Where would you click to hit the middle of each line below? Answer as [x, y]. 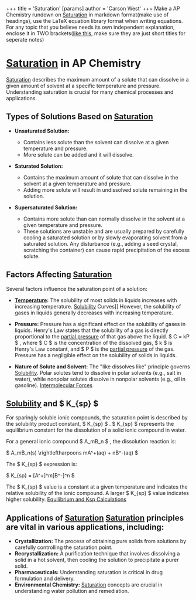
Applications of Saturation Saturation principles [95, 518]
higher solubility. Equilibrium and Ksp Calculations [66, 499]
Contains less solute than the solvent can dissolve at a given [96, 142]
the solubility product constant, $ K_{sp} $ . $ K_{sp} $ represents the [90, 424]
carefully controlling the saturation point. [63, 547]
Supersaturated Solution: [46, 207]
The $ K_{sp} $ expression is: [42, 464]
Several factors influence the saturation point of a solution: [77, 289]
